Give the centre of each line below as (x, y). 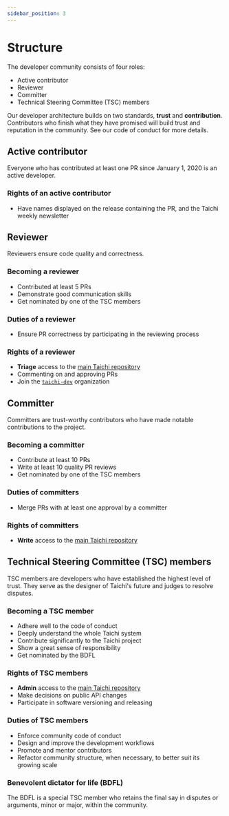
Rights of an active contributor (59, 193)
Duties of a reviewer (41, 319)
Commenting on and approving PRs (67, 374)
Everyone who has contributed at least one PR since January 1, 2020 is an (112, 168)
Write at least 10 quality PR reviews (67, 467)
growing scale (37, 764)
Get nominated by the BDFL (56, 656)
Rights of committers (43, 525)
